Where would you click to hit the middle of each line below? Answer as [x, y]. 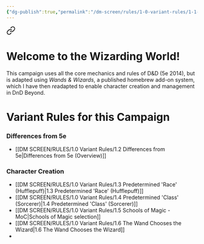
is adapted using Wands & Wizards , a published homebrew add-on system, [101, 80]
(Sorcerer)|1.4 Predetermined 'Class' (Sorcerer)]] [76, 204]
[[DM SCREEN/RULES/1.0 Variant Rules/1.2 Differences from [90, 149]
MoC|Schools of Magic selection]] [58, 217]
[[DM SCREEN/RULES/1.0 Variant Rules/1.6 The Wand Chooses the [98, 223]
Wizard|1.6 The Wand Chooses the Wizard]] [70, 230]
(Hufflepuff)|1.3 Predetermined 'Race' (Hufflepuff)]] [79, 191]
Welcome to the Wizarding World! [93, 56]
